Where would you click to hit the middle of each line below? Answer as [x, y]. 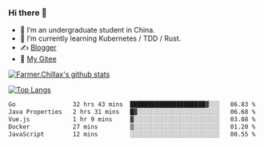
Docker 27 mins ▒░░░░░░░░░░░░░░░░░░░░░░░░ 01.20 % [132, 127]
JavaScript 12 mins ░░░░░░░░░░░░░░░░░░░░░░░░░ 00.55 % [132, 134]
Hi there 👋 [28, 13]
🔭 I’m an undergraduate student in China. [88, 30]
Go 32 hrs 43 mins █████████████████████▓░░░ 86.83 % [132, 105]
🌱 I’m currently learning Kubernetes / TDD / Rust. [100, 38]
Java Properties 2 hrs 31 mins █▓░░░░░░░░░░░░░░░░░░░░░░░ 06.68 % [132, 112]
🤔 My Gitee [38, 59]
